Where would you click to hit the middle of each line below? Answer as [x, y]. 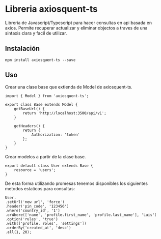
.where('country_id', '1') [33, 210]
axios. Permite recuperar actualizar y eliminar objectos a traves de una [76, 28]
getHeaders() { [29, 126]
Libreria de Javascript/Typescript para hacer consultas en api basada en [79, 23]
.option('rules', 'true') [31, 219]
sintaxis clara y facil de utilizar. [36, 33]
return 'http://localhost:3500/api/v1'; [65, 113]
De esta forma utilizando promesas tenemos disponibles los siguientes [77, 183]
